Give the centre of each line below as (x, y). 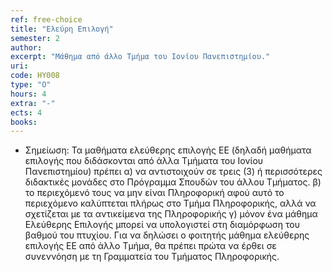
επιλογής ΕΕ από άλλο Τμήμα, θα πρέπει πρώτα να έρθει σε (150, 246)
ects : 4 (26, 112)
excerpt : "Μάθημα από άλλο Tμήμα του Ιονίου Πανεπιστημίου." (140, 57)
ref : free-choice (46, 19)
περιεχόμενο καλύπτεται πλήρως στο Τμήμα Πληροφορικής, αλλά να (170, 203)
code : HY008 (35, 76)
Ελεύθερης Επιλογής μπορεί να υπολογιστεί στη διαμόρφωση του (162, 225)
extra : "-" (33, 103)
